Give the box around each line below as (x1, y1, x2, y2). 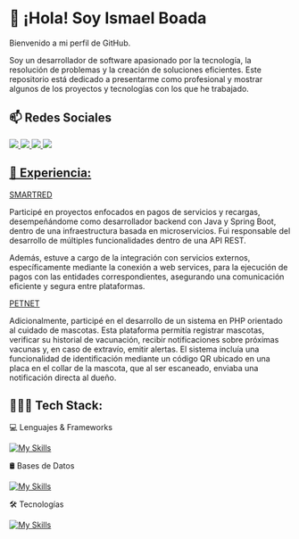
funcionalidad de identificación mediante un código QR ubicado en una (9, 352, 270, 364)
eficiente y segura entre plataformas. (9, 280, 145, 291)
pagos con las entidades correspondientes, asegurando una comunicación (9, 271, 285, 282)
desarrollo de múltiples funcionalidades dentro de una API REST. (9, 235, 247, 245)
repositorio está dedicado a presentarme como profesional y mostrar (9, 73, 263, 84)
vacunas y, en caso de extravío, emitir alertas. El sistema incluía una (9, 344, 260, 354)
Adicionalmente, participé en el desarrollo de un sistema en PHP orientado (9, 315, 283, 326)
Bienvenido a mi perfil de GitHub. (9, 37, 131, 48)
